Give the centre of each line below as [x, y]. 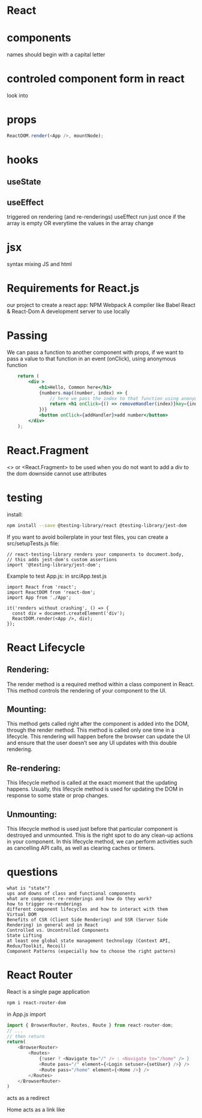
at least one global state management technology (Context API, [89, 941]
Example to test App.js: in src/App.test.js [57, 576]
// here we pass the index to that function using [114, 398]
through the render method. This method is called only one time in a [91, 730]
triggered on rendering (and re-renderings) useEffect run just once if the [96, 217]
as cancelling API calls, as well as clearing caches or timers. [81, 848]
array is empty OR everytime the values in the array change [80, 223]
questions [32, 872]
